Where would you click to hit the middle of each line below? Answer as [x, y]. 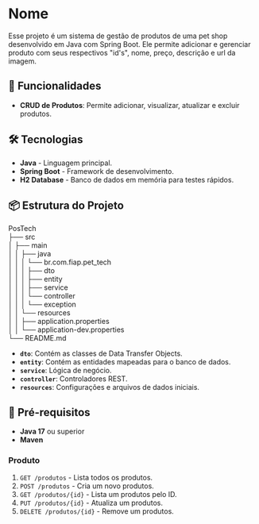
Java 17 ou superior [52, 432]
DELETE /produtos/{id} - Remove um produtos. [97, 511]
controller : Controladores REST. [73, 379]
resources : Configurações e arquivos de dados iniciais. [110, 387]
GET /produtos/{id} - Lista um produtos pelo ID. [98, 495]
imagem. [23, 61]
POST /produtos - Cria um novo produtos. [87, 486]
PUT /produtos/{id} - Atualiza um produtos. [91, 503]
